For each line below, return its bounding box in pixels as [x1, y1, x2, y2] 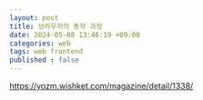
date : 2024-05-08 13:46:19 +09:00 [9, 30, 141, 39]
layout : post [9, 13, 59, 23]
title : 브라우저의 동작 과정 [9, 22, 103, 31]
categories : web [9, 38, 71, 48]
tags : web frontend [9, 47, 84, 56]
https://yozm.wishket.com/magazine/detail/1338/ [9, 81, 194, 91]
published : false [9, 55, 79, 65]
